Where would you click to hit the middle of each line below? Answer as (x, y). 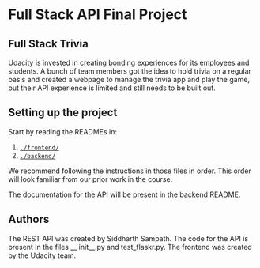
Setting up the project (63, 113)
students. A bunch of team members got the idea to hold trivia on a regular (130, 71)
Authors (29, 219)
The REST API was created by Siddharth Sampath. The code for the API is (128, 238)
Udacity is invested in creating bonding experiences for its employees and (129, 62)
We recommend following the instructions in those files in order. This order (130, 171)
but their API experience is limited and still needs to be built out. (112, 88)
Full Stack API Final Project (98, 15)
